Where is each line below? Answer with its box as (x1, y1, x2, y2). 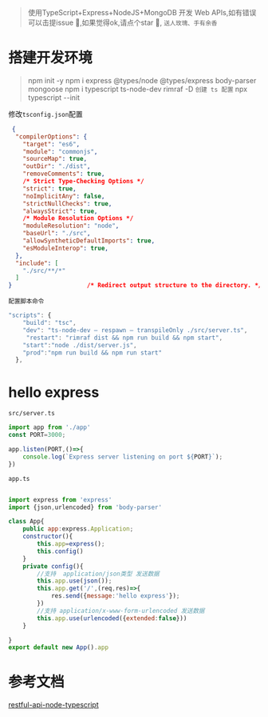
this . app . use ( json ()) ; (37, 577, 112, 585)
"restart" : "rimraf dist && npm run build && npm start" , (26, 334, 223, 342)
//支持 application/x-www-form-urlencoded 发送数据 (37, 607, 205, 615)
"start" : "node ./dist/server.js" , (22, 341, 137, 349)
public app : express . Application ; (22, 525, 134, 533)
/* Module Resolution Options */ (22, 214, 134, 222)
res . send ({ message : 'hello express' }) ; (50, 592, 180, 600)
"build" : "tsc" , (22, 319, 77, 327)
